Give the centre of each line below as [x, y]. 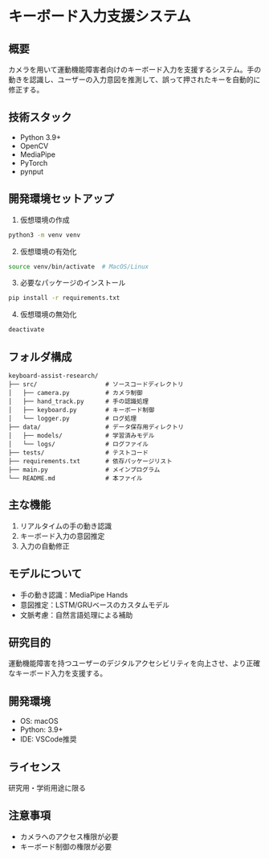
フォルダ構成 [40, 357]
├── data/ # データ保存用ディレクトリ [96, 427]
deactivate [26, 330]
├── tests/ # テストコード [78, 452]
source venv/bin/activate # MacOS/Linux [79, 266]
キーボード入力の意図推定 [62, 536]
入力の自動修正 [45, 546]
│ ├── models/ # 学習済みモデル [82, 435]
